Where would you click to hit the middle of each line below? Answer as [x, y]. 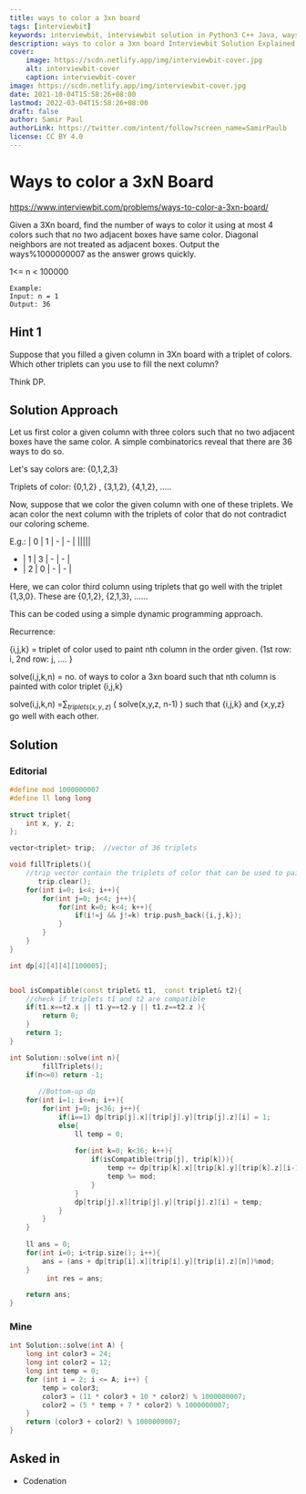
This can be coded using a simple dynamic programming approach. [136, 614]
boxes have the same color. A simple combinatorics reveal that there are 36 [151, 442]
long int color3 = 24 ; [69, 1354]
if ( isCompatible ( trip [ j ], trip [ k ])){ [162, 1160]
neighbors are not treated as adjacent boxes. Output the [115, 244]
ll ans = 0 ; [48, 1245]
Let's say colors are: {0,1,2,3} [64, 469]
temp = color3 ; [71, 1388]
